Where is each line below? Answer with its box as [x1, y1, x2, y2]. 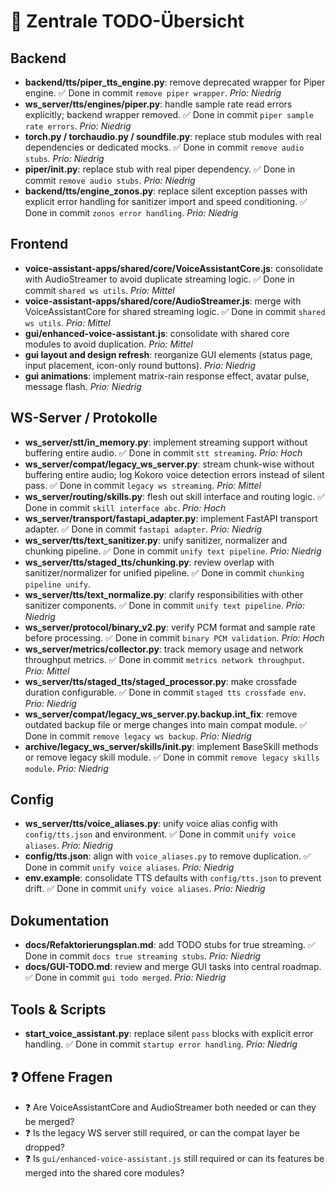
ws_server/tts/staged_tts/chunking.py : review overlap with [24, 556, 275, 568]
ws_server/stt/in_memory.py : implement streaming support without [24, 436, 308, 448]
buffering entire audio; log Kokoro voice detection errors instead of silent [24, 468, 325, 480]
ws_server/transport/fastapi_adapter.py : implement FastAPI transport [24, 512, 318, 524]
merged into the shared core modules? [24, 1166, 185, 1179]
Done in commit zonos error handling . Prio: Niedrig [24, 207, 239, 219]
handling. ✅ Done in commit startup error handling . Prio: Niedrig [24, 1038, 298, 1050]
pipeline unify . [24, 578, 92, 590]
